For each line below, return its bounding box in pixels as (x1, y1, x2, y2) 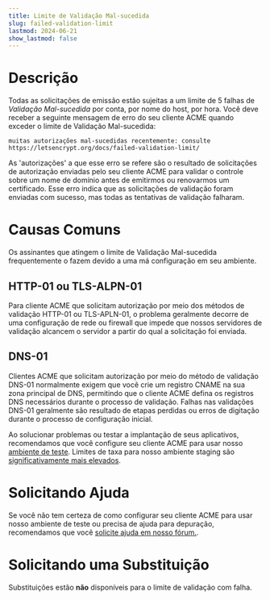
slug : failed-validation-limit (8, 19, 114, 27)
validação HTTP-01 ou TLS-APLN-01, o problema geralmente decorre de (8, 309, 249, 319)
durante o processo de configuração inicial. (8, 414, 153, 423)
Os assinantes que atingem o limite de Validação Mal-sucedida (8, 248, 218, 257)
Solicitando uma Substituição (8, 556, 210, 573)
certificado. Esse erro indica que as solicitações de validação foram (8, 184, 234, 194)
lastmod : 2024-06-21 (8, 27, 78, 35)
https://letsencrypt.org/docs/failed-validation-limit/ (8, 144, 200, 152)
